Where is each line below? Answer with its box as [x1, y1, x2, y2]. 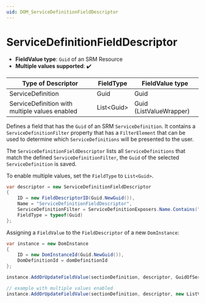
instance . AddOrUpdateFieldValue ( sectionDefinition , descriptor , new [6, 291, 184, 297]
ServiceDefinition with [9, 99, 73, 107]
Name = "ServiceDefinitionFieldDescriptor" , [17, 201, 132, 207]
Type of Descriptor [22, 79, 78, 87]
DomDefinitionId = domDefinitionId [17, 257, 108, 264]
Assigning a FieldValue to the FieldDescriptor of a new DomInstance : [6, 229, 179, 236]
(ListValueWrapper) [134, 107, 190, 115]
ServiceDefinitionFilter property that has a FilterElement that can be [6, 129, 186, 136]
